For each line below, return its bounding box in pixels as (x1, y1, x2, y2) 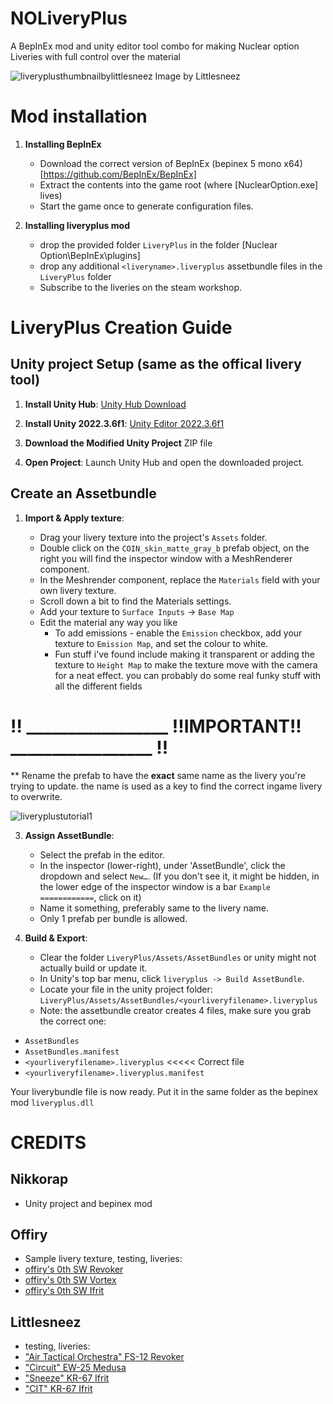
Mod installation (10, 105, 148, 128)
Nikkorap (10, 1171, 69, 1188)
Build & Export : (24, 932, 88, 944)
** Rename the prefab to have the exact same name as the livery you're (10, 769, 307, 781)
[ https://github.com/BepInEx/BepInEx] (39, 168, 197, 180)
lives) (39, 189, 63, 201)
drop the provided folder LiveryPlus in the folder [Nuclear (39, 238, 278, 251)
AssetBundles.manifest (24, 1047, 120, 1057)
